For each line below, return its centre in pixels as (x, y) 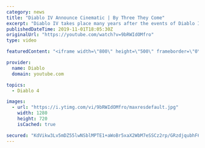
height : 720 (32, 119)
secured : (17, 135)
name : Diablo (28, 68)
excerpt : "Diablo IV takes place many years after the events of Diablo (101, 23)
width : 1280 (32, 113)
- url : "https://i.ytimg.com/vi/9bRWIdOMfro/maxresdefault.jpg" (95, 108)
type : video (21, 40)
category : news (26, 12)
